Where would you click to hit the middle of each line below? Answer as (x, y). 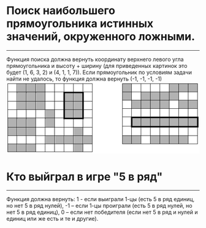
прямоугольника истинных (80, 24)
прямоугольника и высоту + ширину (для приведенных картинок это (97, 65)
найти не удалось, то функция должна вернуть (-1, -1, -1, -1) (84, 79)
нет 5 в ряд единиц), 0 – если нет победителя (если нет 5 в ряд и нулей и (102, 212)
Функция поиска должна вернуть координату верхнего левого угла (95, 59)
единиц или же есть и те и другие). (52, 219)
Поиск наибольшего (61, 11)
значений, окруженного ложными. (101, 37)
